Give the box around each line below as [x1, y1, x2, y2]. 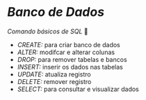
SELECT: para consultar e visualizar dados [17, 85, 139, 93]
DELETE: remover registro [17, 77, 92, 85]
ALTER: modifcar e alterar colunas [17, 48, 115, 56]
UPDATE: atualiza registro [17, 70, 92, 78]
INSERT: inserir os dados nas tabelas [17, 62, 123, 71]
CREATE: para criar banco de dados [17, 40, 120, 49]
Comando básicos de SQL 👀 [7, 27, 88, 35]
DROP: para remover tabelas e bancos [17, 55, 127, 63]
